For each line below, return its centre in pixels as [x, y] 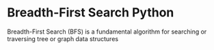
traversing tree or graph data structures [63, 38]
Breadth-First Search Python [91, 13]
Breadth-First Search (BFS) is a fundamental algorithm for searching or [107, 32]
